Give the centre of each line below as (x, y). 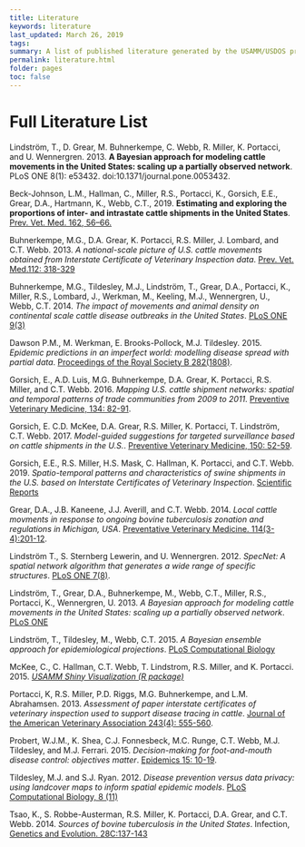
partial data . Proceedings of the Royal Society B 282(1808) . (121, 362)
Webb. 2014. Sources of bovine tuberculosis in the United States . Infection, (150, 823)
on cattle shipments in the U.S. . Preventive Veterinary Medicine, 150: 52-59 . (151, 445)
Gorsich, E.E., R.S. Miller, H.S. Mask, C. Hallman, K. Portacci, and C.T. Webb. (152, 463)
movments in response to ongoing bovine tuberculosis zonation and (137, 519)
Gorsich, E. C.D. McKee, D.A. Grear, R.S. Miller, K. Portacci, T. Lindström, (144, 426)
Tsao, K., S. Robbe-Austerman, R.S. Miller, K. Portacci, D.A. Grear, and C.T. (148, 814)
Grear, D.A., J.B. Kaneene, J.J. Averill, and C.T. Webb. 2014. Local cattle (143, 509)
